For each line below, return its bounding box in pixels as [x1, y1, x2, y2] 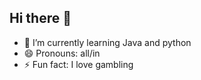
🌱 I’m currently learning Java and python [23, 36, 192, 48]
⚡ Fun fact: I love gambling [23, 58, 134, 70]
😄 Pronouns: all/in [23, 47, 101, 59]
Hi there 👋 [9, 10, 72, 27]
